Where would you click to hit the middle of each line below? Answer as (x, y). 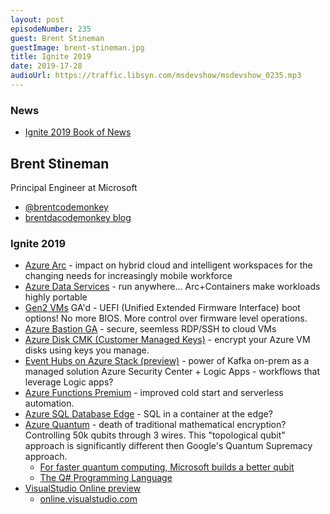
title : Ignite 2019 (51, 57)
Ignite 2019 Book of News (78, 132)
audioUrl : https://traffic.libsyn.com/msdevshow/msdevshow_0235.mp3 (156, 76)
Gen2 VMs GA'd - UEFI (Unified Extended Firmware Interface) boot (162, 308)
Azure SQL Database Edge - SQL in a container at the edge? (148, 414)
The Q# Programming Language (106, 478)
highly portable (56, 297)
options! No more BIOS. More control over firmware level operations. (166, 318)
